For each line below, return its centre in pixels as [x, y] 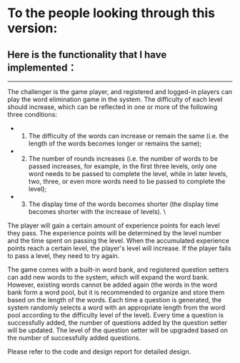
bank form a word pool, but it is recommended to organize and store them [116, 292]
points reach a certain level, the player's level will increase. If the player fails [119, 248]
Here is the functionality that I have [87, 55]
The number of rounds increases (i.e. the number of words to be [123, 159]
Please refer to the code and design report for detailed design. [99, 352]
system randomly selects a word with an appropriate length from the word [116, 307]
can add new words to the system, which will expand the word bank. [108, 277]
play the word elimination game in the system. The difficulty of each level [115, 99]
